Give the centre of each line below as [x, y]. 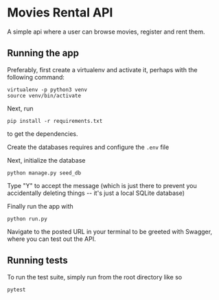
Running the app [43, 53]
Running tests [38, 261]
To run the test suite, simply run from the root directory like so [95, 277]
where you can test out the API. [51, 239]
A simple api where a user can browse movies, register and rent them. [106, 32]
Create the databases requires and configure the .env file [88, 147]
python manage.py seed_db [44, 173]
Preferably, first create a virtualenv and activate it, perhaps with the [102, 69]
